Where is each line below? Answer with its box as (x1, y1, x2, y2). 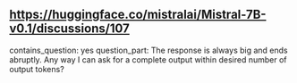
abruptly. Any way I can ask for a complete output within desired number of (9, 54, 288, 65)
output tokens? (9, 63, 64, 74)
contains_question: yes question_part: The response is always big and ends (9, 45, 288, 55)
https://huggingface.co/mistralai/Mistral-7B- (9, 7, 267, 22)
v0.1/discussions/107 (9, 21, 130, 37)
